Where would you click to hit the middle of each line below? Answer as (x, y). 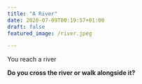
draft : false (26, 27)
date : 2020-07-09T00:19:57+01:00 (56, 20)
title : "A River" (33, 14)
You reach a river (32, 59)
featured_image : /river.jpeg (50, 33)
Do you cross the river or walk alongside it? (71, 73)
